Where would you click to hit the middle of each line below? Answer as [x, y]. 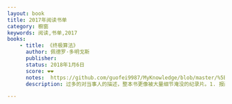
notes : [35, 77]
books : [17, 39]
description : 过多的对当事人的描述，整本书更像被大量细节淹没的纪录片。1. [120, 84]
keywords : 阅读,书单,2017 [42, 33]
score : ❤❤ [39, 71]
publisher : [41, 59]
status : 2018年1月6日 [55, 65]
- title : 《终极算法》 [49, 45]
